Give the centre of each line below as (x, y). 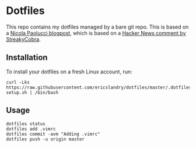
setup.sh (17, 92)
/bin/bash (47, 92)
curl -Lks (18, 82)
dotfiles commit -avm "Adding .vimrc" (53, 134)
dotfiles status (26, 124)
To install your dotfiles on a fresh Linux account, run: (69, 72)
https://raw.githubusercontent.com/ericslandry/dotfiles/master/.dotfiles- (100, 87)
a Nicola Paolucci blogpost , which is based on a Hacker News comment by (96, 33)
